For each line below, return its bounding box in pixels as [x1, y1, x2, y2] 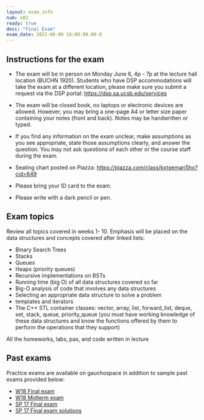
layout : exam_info [6, 9, 53, 15]
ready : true [6, 20, 37, 26]
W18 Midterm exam [15, 394, 64, 401]
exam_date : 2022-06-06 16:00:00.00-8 [6, 32, 102, 38]
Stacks [15, 252, 33, 259]
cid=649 [15, 170, 37, 177]
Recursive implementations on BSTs [15, 271, 105, 279]
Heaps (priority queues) [15, 265, 76, 273]
